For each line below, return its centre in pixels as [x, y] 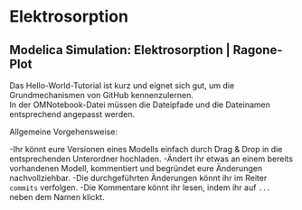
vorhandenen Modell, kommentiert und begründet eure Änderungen [136, 168]
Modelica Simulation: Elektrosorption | [120, 50]
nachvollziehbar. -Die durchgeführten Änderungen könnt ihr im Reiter [138, 178]
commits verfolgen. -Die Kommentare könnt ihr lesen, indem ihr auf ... [140, 187]
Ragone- [258, 50]
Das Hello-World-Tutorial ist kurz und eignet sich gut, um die [122, 86]
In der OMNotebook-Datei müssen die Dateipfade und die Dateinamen [140, 105]
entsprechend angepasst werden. [72, 114]
